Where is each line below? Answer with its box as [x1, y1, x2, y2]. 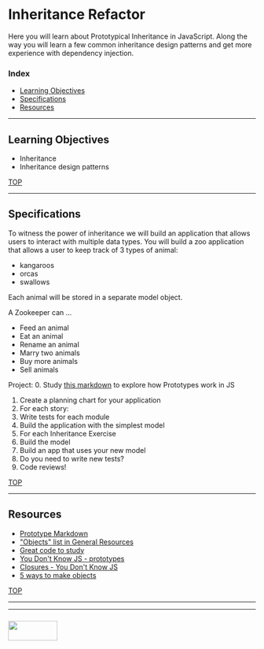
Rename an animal [19, 339, 80, 349]
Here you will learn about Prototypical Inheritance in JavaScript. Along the [8, 32, 247, 41]
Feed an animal [19, 323, 69, 332]
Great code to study [19, 545, 85, 554]
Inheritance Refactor [8, 6, 145, 24]
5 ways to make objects [19, 570, 97, 580]
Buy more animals [19, 356, 79, 365]
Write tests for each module [19, 412, 110, 421]
